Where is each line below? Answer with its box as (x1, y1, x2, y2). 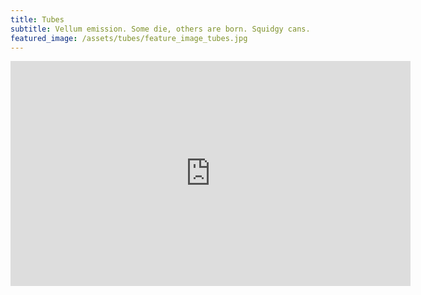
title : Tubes (10, 14, 65, 25)
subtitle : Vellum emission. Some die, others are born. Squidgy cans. (10, 24, 311, 34)
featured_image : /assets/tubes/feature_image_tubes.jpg (10, 33, 248, 43)
